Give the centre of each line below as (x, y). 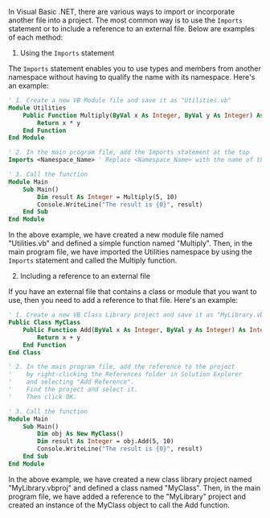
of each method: (36, 37)
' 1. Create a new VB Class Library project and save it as (111, 315)
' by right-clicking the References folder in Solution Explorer (125, 375)
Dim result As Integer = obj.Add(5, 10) (106, 441)
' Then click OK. (43, 397)
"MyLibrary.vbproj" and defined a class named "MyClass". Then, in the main (135, 487)
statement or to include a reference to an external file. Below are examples (132, 29)
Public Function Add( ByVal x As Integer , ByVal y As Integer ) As (135, 329)
